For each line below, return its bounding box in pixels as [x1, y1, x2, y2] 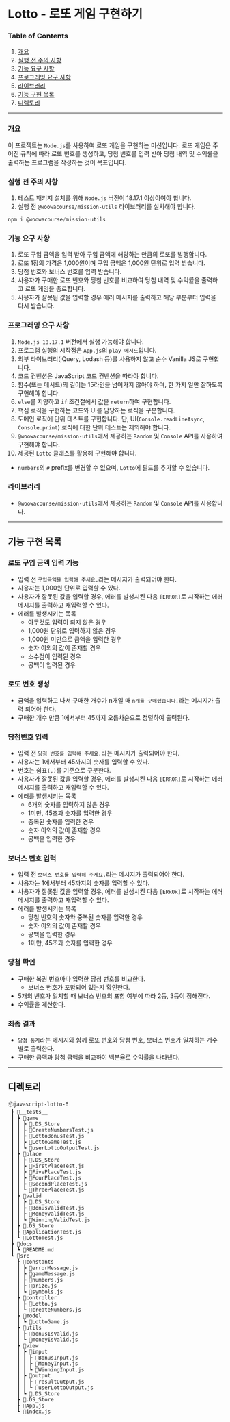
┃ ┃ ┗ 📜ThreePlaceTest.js [10, 1186, 85, 1193]
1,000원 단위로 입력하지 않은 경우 [27, 626, 117, 634]
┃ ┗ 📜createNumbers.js [16, 1306, 81, 1313]
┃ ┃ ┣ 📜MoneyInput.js [16, 1360, 78, 1367]
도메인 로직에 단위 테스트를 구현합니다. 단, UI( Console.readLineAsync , [17, 414, 205, 423]
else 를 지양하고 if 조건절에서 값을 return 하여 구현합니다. [17, 397, 171, 406]
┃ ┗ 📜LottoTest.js [10, 1234, 63, 1241]
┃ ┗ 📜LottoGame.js [16, 1318, 70, 1325]
